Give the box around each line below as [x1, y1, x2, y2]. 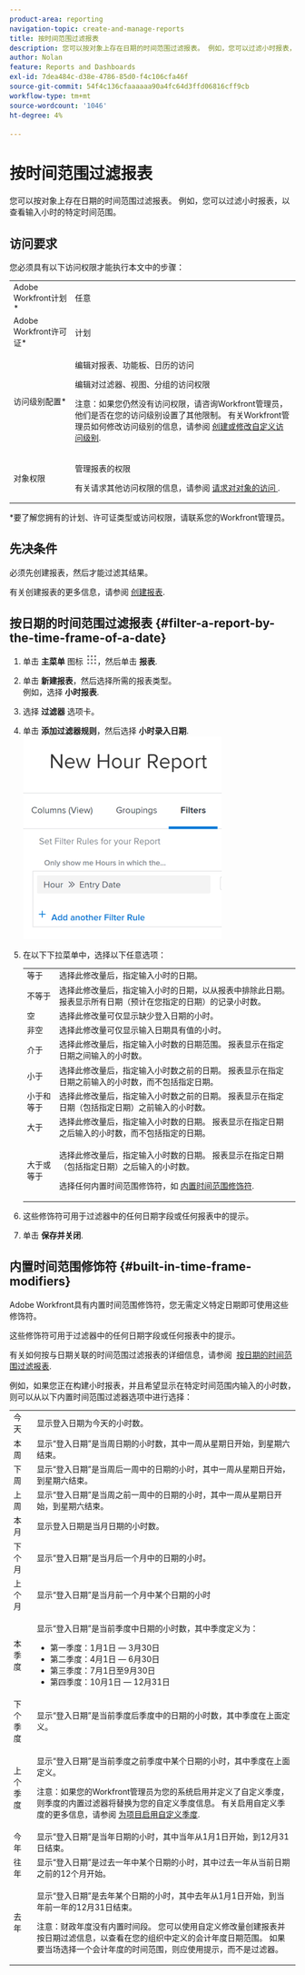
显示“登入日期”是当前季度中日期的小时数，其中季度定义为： [35, 1623, 259, 1634]
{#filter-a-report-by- [154, 615, 275, 632]
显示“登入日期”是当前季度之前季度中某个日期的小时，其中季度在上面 [35, 1755, 290, 1766]
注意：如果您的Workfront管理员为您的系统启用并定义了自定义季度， [35, 1786, 290, 1797]
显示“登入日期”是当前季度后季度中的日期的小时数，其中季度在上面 [35, 1710, 283, 1721]
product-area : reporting [9, 15, 103, 24]
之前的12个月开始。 [35, 1869, 112, 1879]
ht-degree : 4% [9, 110, 64, 120]
